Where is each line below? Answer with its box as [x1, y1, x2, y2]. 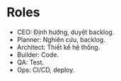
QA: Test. [16, 58, 44, 66]
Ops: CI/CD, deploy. [16, 65, 75, 74]
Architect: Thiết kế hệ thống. [16, 43, 100, 51]
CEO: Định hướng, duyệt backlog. [16, 28, 115, 36]
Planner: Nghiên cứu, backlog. [16, 35, 105, 43]
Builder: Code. [16, 50, 59, 59]
